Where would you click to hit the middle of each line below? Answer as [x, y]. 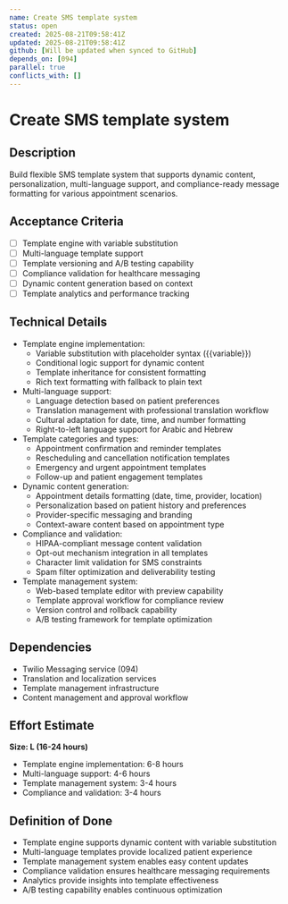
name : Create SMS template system [74, 17]
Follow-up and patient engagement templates [119, 477]
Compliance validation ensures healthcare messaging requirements [146, 871]
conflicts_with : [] [45, 76]
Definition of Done [61, 820]
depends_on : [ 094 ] [43, 59]
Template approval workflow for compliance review [130, 600]
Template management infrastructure [91, 688]
